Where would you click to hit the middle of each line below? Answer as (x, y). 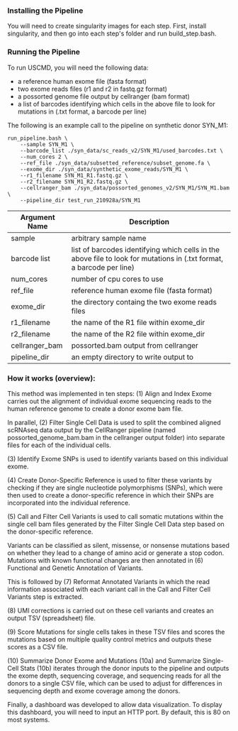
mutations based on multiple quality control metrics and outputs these (109, 639)
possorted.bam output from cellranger (135, 345)
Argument (38, 217)
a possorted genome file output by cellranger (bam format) (103, 96)
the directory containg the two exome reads (144, 302)
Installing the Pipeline (45, 11)
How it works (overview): (51, 378)
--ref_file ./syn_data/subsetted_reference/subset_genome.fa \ (115, 163)
